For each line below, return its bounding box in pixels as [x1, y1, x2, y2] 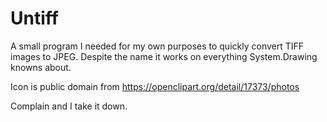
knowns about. [10, 61, 72, 73]
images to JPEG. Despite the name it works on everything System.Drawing [10, 50, 318, 62]
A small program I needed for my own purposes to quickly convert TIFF [10, 40, 305, 52]
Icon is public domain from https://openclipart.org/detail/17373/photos [10, 80, 300, 92]
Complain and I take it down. [10, 100, 128, 112]
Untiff [10, 7, 59, 30]
